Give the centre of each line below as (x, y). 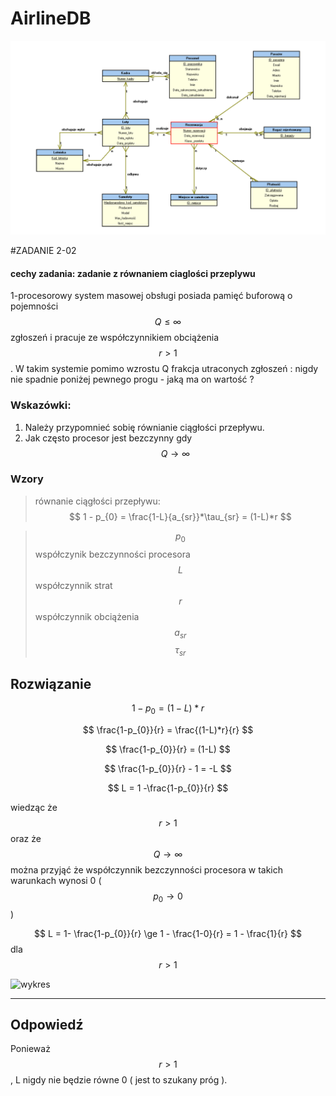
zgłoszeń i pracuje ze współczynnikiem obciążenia (115, 338)
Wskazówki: (41, 405)
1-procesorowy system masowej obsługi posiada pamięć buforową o (151, 296)
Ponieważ (30, 1049)
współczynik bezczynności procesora (112, 554)
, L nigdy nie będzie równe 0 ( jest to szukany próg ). (119, 1080)
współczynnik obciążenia (87, 616)
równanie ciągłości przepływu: (97, 501)
